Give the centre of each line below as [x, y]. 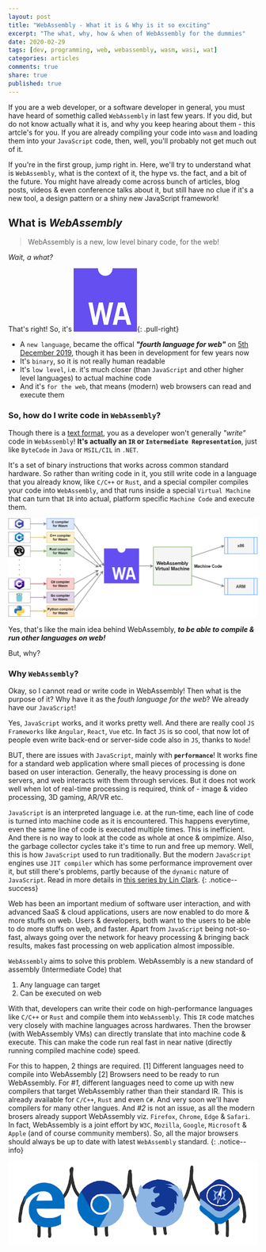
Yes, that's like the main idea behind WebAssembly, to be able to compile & [131, 630]
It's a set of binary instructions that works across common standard [119, 465]
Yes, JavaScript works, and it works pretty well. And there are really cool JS [131, 723]
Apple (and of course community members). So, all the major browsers [123, 1133]
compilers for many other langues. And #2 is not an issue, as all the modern [131, 1108]
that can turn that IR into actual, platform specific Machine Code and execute [131, 498]
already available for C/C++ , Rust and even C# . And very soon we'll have [124, 1100]
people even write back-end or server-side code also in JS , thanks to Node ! [129, 740]
